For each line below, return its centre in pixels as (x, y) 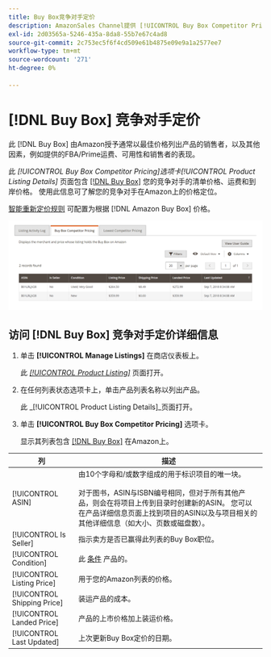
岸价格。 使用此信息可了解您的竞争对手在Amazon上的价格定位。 (115, 191)
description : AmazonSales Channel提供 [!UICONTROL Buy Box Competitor (128, 25)
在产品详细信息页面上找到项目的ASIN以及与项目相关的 (168, 513)
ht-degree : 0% (32, 69)
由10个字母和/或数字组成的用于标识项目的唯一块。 (162, 474)
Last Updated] (35, 642)
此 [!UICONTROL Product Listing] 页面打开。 (94, 373)
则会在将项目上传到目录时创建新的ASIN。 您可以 (172, 502)
